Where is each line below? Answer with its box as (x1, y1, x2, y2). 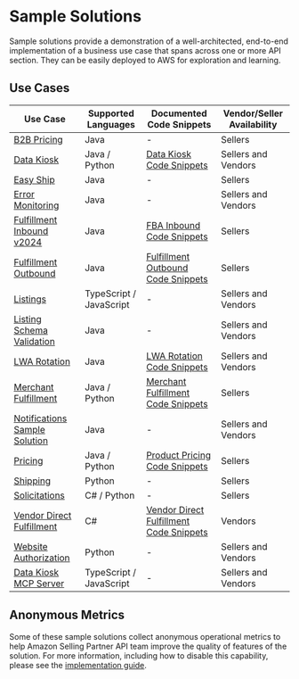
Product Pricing (146, 449, 212, 461)
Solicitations (13, 489, 65, 501)
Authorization (13, 551, 70, 564)
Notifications (13, 412, 68, 425)
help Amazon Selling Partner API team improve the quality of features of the (9, 641, 287, 651)
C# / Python (84, 489, 135, 501)
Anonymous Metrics (9, 608, 125, 623)
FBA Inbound (146, 219, 201, 231)
